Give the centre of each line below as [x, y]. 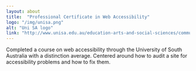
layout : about [23, 11]
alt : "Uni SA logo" [30, 28]
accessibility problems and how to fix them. [58, 62]
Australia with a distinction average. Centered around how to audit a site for [97, 56]
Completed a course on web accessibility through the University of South [94, 49]
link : [13, 33]
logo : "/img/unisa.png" [35, 22]
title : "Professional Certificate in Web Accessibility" [78, 17]
